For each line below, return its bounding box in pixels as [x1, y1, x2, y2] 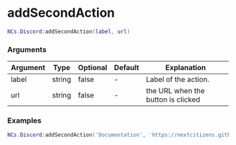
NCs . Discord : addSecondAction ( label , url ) [7, 28, 131, 35]
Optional [78, 63, 107, 73]
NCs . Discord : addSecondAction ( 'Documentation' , [7, 132, 146, 139]
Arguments [7, 44, 47, 54]
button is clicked [145, 95, 201, 104]
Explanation [165, 63, 206, 73]
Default [114, 63, 139, 73]
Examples [7, 116, 42, 125]
